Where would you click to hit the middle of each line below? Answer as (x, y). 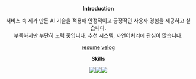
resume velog (98, 47)
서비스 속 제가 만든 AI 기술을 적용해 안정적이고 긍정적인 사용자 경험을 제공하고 (95, 21)
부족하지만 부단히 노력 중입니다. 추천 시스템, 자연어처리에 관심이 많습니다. (98, 35)
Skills (98, 59)
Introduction (98, 9)
